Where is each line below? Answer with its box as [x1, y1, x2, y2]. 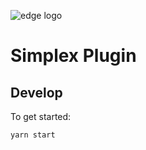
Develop [10, 84, 63, 101]
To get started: [10, 111, 72, 122]
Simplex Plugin [10, 45, 137, 67]
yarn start [10, 130, 56, 140]
